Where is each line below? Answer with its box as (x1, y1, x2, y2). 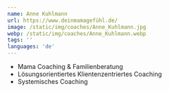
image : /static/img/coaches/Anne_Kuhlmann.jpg (7, 23, 146, 30)
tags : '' (7, 37, 33, 44)
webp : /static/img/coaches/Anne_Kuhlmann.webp (7, 30, 146, 37)
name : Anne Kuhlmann (7, 10, 68, 18)
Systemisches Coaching (17, 77, 88, 85)
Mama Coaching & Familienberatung (17, 63, 123, 70)
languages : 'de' (7, 43, 55, 50)
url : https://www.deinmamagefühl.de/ (7, 17, 118, 24)
